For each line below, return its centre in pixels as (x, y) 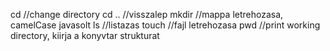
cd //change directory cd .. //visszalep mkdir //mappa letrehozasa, (147, 14)
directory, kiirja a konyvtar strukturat (85, 35)
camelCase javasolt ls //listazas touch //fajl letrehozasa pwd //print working (165, 25)
